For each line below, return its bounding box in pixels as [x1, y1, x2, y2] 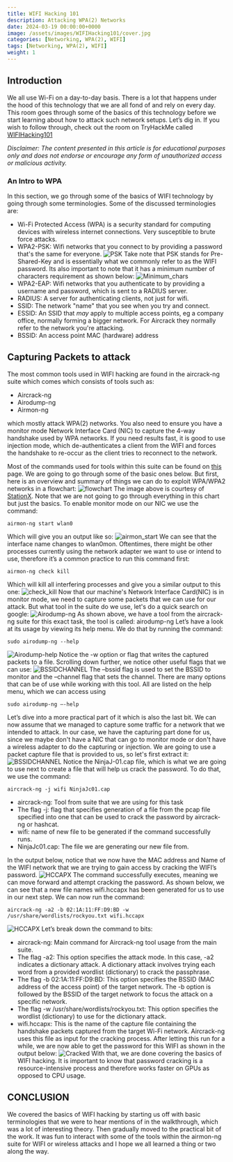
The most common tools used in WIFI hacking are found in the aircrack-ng [7, 370, 220, 378]
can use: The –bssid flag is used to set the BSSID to [7, 665, 211, 673]
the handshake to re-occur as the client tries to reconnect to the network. [7, 449, 218, 457]
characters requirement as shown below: [17, 272, 135, 280]
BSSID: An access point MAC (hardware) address [17, 331, 159, 339]
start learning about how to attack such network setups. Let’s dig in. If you [7, 116, 220, 124]
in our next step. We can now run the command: [7, 892, 145, 901]
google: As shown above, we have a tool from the [7, 610, 196, 618]
